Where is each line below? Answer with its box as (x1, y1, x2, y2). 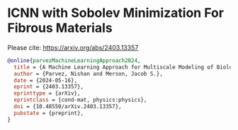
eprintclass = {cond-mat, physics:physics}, (13, 97, 147, 104)
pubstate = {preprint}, (13, 110, 84, 117)
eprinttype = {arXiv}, (13, 90, 81, 97)
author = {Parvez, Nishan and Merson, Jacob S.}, (13, 70, 163, 77)
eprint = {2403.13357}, (13, 83, 84, 90)
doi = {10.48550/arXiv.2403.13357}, (13, 103, 122, 110)
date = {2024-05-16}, (13, 76, 78, 84)
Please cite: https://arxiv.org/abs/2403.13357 (7, 43, 139, 52)
